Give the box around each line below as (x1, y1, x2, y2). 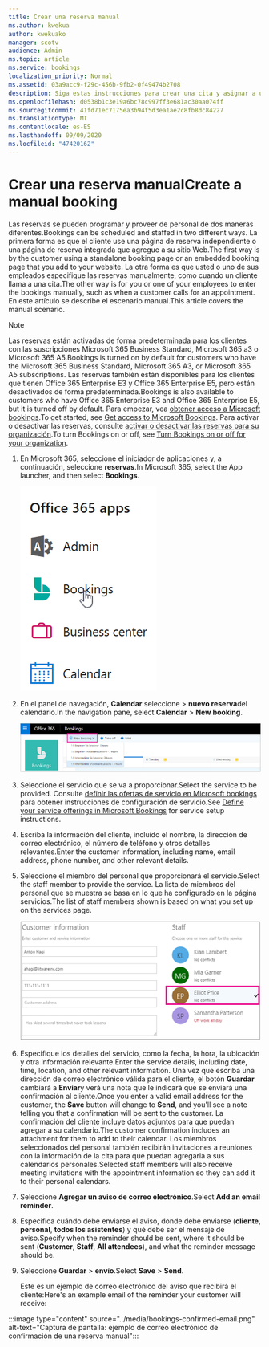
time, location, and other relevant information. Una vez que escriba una (19, 1066, 255, 1076)
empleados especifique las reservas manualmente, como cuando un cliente (8, 270, 258, 280)
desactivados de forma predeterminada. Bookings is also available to (8, 386, 234, 397)
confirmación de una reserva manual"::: (8, 1331, 139, 1341)
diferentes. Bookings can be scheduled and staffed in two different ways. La (8, 227, 258, 237)
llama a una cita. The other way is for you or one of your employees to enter (8, 279, 256, 288)
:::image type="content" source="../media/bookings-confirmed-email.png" (8, 1314, 255, 1324)
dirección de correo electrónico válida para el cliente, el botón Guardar (19, 1074, 255, 1084)
